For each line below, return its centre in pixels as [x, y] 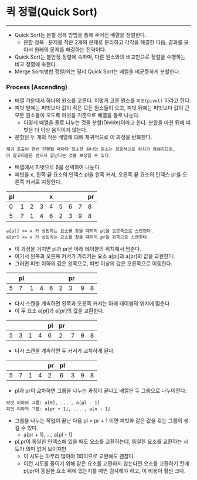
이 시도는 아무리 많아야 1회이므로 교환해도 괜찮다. [79, 456]
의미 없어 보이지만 [46, 449]
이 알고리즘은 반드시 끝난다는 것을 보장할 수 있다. [59, 156]
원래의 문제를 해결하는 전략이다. [70, 49]
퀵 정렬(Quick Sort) [52, 12]
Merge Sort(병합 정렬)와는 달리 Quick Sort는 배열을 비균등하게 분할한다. [97, 72]
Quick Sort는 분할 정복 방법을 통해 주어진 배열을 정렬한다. [80, 35]
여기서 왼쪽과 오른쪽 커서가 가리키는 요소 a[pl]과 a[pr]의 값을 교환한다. [95, 256]
